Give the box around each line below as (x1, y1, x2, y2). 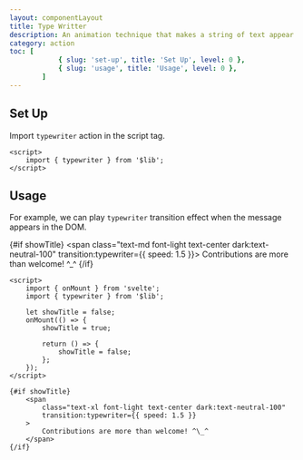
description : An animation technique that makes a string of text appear (9, 30, 295, 39)
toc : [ (9, 47, 34, 56)
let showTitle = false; (25, 308, 116, 318)
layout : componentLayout (9, 13, 103, 23)
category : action (9, 38, 75, 48)
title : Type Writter (9, 22, 88, 31)
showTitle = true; (42, 324, 112, 333)
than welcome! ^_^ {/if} (9, 259, 93, 269)
